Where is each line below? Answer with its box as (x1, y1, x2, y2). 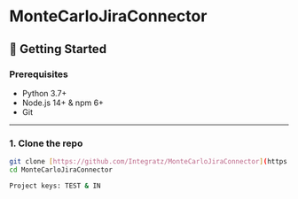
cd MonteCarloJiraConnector (9, 165, 114, 174)
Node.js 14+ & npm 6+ (21, 97, 105, 108)
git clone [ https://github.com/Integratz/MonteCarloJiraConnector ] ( (9, 157, 268, 166)
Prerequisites (9, 68, 68, 80)
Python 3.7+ (21, 88, 67, 98)
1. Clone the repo (9, 137, 83, 149)
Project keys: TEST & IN (9, 181, 101, 190)
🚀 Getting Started (9, 42, 107, 57)
